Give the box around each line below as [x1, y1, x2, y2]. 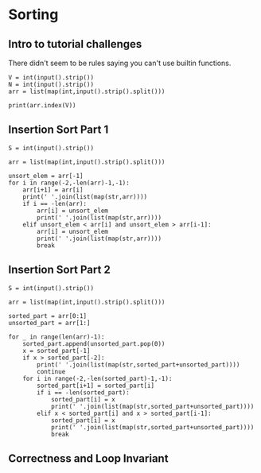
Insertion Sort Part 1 [8, 123, 109, 137]
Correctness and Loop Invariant [8, 452, 169, 466]
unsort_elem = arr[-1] [8, 172, 84, 180]
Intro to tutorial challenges [8, 37, 142, 51]
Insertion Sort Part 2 [8, 263, 111, 277]
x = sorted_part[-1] [22, 347, 91, 355]
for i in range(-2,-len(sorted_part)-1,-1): [22, 374, 173, 382]
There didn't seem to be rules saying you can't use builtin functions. [8, 58, 232, 68]
